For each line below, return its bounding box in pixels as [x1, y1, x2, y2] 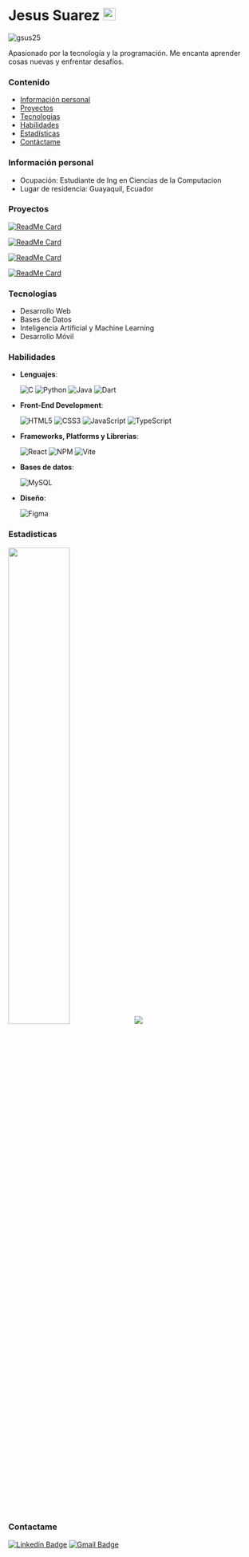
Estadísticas [19, 128, 60, 138]
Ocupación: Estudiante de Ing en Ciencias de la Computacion [19, 175, 222, 185]
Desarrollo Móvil [19, 332, 74, 342]
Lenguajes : [19, 369, 58, 379]
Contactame [8, 1521, 57, 1532]
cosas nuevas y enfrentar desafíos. [8, 57, 125, 66]
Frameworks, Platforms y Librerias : [19, 432, 139, 441]
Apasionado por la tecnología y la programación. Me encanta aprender [8, 48, 241, 57]
